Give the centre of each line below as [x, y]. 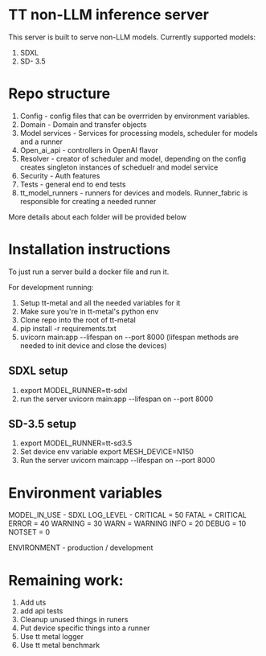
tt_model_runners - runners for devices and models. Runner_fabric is [134, 193]
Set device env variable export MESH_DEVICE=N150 [107, 452]
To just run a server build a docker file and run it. [89, 272]
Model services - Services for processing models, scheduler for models [139, 133]
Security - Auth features [60, 175]
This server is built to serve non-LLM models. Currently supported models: [132, 37]
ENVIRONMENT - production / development [81, 547]
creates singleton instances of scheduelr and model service [119, 167]
